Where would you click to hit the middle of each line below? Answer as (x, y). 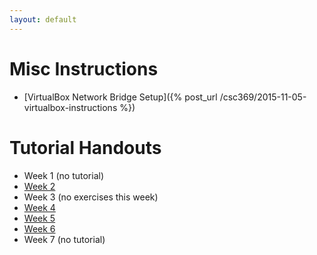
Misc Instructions (84, 68)
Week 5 (39, 218)
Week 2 (39, 186)
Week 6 (39, 228)
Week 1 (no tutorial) (64, 175)
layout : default (43, 19)
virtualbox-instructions (70, 107)
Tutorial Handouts (85, 147)
